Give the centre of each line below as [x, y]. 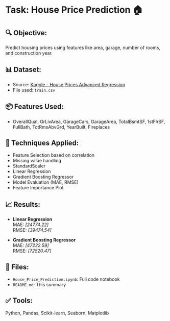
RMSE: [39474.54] [32, 230]
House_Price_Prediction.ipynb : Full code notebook [66, 279]
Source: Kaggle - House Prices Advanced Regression [69, 84]
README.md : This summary [39, 285]
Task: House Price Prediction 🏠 [74, 10]
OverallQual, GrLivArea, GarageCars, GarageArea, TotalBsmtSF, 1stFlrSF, [89, 121]
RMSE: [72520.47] [32, 251]
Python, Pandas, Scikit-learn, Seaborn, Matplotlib [57, 313]
